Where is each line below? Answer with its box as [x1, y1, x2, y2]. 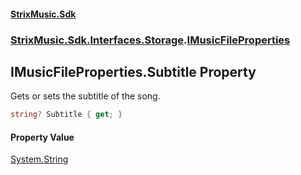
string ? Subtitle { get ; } [10, 110, 123, 120]
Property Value [10, 131, 75, 143]
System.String [10, 153, 69, 165]
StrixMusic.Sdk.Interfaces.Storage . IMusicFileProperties [10, 33, 291, 47]
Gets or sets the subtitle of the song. [10, 90, 161, 102]
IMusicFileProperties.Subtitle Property [10, 63, 257, 80]
